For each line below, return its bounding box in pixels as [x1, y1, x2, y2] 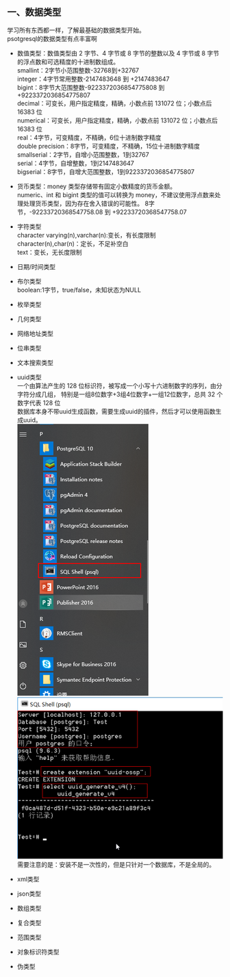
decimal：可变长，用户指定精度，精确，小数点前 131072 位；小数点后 [16, 99, 212, 107]
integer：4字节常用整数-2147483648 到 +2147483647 [16, 75, 170, 83]
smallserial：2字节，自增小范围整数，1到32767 [16, 150, 149, 159]
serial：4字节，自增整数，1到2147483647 [16, 159, 135, 167]
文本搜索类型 [16, 358, 53, 366]
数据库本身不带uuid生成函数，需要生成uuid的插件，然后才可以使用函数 [16, 407, 216, 416]
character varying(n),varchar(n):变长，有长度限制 [16, 231, 156, 239]
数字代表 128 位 [16, 398, 61, 407]
